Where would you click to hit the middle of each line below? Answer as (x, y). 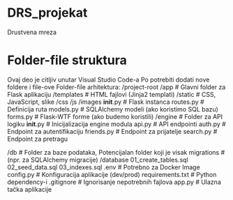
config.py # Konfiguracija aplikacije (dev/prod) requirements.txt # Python (112, 174)
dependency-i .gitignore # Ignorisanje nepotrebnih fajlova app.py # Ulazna (114, 182)
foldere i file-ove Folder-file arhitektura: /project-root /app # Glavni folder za (116, 87)
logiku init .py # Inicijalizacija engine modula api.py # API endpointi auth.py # (117, 124)
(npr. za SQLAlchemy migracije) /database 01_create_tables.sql (98, 160)
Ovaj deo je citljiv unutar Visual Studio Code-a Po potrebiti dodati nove (108, 79)
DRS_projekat (47, 13)
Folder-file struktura (67, 60)
